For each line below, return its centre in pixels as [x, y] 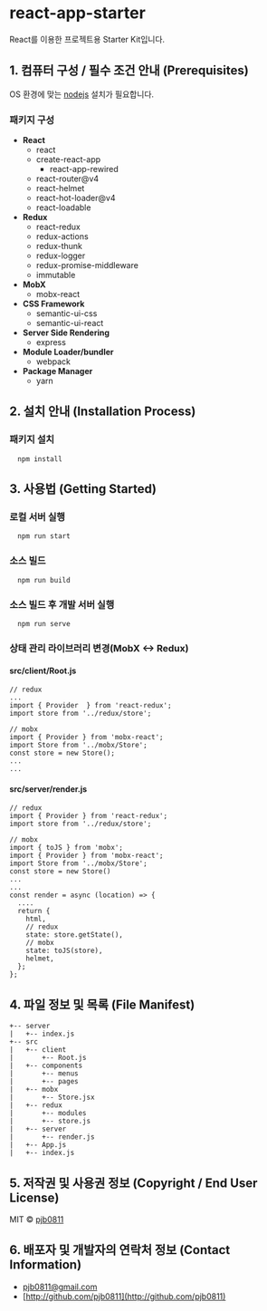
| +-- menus [44, 1074]
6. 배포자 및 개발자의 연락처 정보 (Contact [120, 1250]
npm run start [44, 536]
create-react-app [68, 159]
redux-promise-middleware [87, 265]
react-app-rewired [84, 169]
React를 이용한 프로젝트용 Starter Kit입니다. [87, 39]
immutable [56, 275]
